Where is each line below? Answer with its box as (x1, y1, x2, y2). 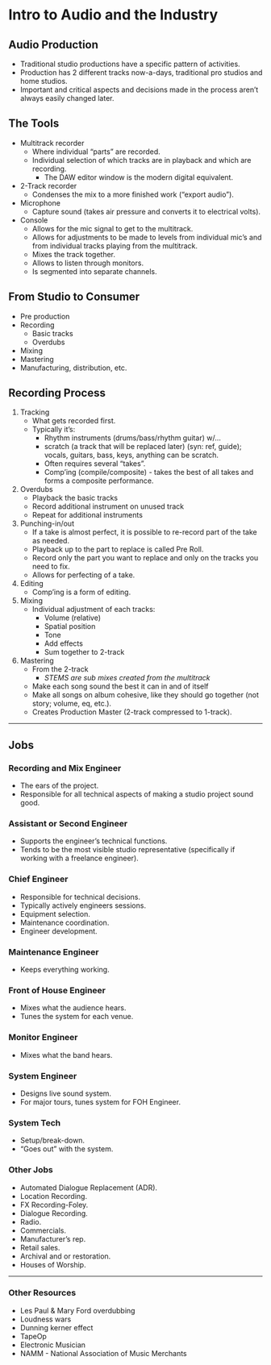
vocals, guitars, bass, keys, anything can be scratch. (44, 450, 219, 460)
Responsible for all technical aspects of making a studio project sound (19, 789, 254, 799)
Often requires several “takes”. (44, 459, 146, 468)
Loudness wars (19, 1314, 72, 1324)
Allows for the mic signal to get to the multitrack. (31, 223, 194, 233)
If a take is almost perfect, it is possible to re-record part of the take (31, 527, 257, 537)
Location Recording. (19, 1191, 87, 1201)
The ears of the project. (19, 780, 99, 791)
